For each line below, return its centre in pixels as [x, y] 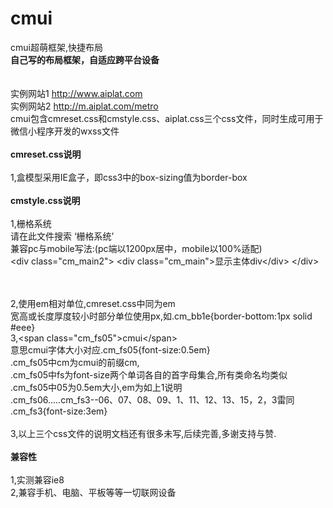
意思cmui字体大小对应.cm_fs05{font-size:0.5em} [110, 349]
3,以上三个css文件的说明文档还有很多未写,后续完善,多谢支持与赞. [143, 433]
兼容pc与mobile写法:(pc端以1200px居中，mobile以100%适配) [136, 248]
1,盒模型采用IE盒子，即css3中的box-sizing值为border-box [129, 177]
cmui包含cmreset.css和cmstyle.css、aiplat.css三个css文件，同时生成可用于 [167, 118]
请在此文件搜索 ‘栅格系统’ [62, 236]
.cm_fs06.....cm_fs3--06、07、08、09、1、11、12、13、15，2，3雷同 [152, 399]
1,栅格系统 [31, 223]
